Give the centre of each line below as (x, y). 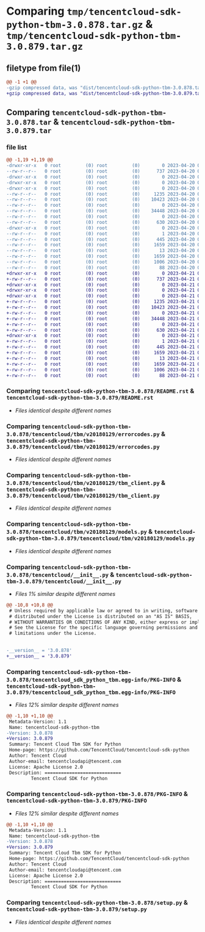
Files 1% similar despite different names (65, 593)
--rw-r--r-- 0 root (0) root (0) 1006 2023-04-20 (101, 262)
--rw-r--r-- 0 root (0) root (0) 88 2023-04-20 (101, 267)
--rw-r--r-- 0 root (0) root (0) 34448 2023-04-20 (101, 211)
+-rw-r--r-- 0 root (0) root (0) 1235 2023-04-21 (101, 302)
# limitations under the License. (53, 633)
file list (17, 147)
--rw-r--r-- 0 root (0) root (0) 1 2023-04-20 (101, 234)
